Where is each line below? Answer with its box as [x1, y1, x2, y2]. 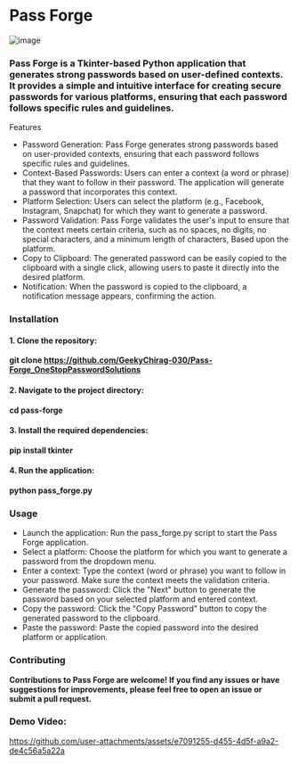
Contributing [9, 654, 66, 667]
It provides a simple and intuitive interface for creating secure [9, 79, 282, 92]
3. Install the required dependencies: [9, 425, 149, 436]
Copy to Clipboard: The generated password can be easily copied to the [21, 253, 287, 264]
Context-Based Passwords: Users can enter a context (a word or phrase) [21, 168, 290, 178]
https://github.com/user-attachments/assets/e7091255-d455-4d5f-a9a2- [9, 735, 279, 746]
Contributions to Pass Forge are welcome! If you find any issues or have [9, 674, 280, 685]
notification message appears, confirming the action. [21, 291, 216, 301]
